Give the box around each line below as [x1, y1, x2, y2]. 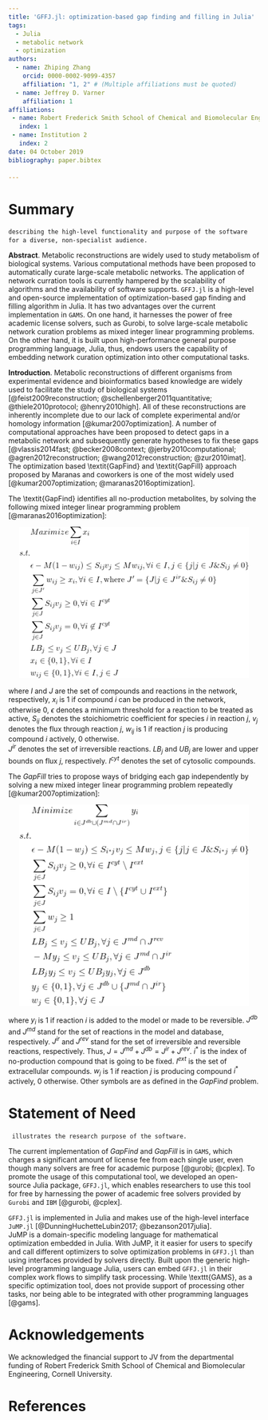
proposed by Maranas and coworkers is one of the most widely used [8, 470, 235, 480]
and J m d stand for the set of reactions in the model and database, [8, 1026, 224, 1036]
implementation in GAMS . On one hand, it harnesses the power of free [8, 310, 233, 320]
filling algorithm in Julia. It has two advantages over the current [8, 301, 216, 311]
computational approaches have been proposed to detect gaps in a [8, 428, 230, 437]
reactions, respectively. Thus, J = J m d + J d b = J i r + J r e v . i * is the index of [8, 1045, 247, 1056]
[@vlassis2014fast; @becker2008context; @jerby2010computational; [8, 445, 237, 454]
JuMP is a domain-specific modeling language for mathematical [8, 1230, 219, 1239]
